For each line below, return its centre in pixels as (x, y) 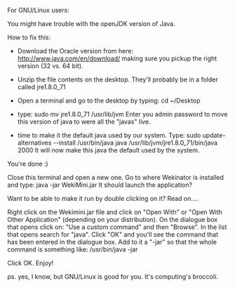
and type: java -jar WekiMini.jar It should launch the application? (100, 185)
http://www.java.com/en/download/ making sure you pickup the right (117, 58)
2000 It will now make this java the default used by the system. (108, 150)
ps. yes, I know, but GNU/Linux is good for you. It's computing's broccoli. (113, 276)
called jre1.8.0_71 (42, 87)
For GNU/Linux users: (38, 10)
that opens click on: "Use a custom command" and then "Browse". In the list (117, 227)
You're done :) (28, 164)
